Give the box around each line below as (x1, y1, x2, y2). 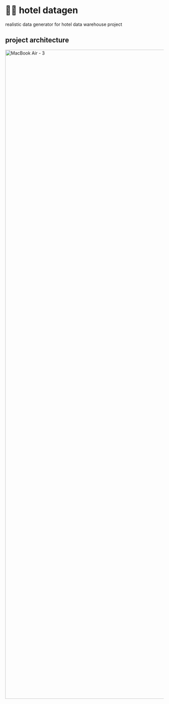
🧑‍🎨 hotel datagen (5, 5, 78, 16)
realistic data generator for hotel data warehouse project (5, 21, 122, 27)
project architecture (5, 36, 69, 44)
